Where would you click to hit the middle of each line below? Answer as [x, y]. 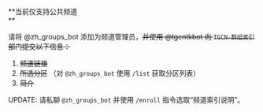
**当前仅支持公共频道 [43, 11]
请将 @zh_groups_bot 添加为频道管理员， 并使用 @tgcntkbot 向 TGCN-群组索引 [131, 37]
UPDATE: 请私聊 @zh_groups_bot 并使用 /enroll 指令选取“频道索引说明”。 [126, 100]
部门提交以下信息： [39, 47]
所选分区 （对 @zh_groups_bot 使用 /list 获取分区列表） [110, 73]
